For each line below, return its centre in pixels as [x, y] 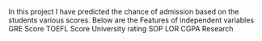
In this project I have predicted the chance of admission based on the [124, 12]
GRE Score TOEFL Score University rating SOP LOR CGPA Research [121, 29]
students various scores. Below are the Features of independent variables [131, 20]
